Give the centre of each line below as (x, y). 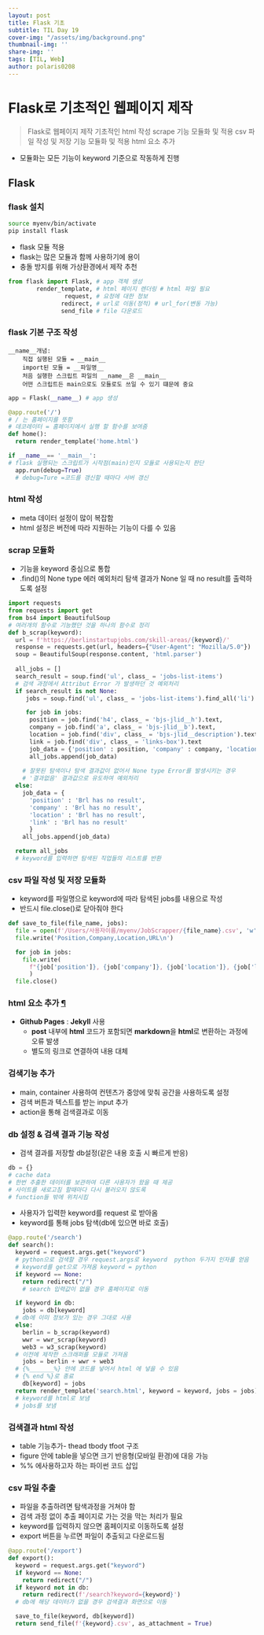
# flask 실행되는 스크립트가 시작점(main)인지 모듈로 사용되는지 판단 (106, 463)
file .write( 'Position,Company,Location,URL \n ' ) (95, 938)
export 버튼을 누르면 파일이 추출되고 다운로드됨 (92, 1536)
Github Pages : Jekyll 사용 (62, 1022)
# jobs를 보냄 (36, 1405)
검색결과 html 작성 (41, 1427)
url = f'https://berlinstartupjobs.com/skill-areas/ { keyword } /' (123, 640)
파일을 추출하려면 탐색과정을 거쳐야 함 (77, 1507)
